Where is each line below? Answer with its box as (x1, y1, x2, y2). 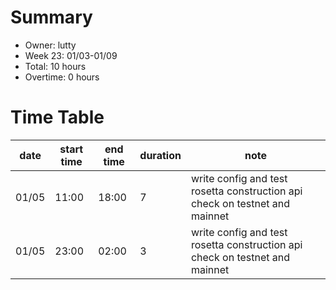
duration (139, 148, 182, 162)
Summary (10, 6, 93, 29)
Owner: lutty (24, 39, 77, 51)
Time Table (10, 106, 105, 129)
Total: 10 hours (24, 60, 87, 72)
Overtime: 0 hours (24, 71, 100, 83)
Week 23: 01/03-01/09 (24, 49, 118, 61)
